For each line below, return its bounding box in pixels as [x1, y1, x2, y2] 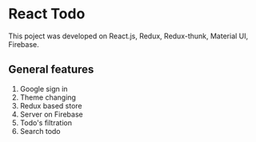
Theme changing [19, 93, 76, 102]
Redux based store [19, 101, 82, 110]
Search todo [19, 126, 61, 136]
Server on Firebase [19, 109, 83, 119]
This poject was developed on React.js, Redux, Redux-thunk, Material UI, [8, 31, 249, 41]
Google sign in [19, 84, 68, 93]
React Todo [8, 5, 86, 23]
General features [8, 63, 94, 77]
